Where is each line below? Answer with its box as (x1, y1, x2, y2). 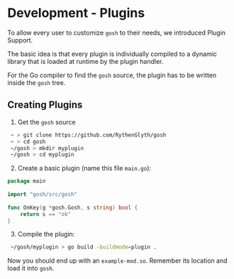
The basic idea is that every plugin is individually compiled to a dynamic (7, 50, 218, 58)
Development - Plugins (7, 5, 145, 21)
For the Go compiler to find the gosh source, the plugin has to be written (7, 71, 217, 79)
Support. (7, 35, 33, 44)
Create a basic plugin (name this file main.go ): (17, 164, 151, 173)
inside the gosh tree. (7, 78, 66, 86)
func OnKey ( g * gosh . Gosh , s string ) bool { (7, 204, 138, 211)
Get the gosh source (17, 118, 76, 126)
